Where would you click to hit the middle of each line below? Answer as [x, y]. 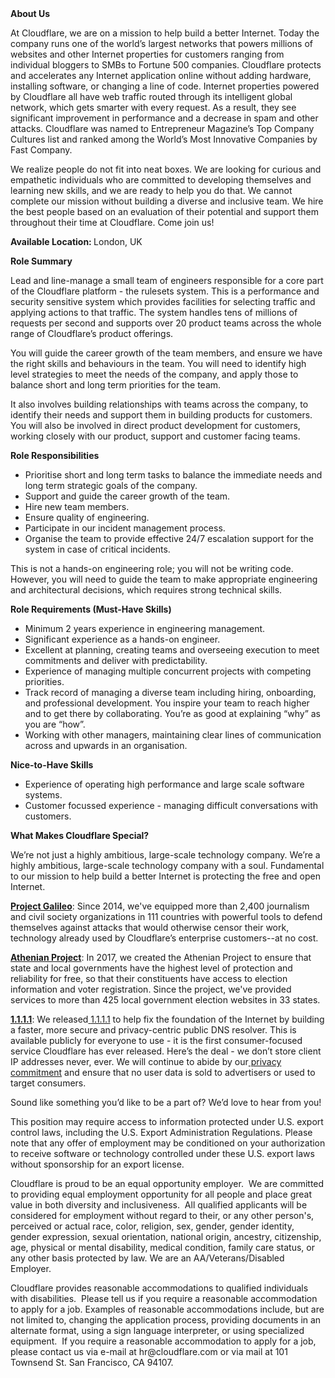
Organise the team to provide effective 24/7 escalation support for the [169, 538]
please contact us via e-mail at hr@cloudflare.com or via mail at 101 [149, 1351]
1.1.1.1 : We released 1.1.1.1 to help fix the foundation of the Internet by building [167, 1019]
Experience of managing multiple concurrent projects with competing [168, 671]
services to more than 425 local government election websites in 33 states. [165, 1000]
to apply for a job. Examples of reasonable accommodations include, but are [167, 1309]
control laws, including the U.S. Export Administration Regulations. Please [161, 1132]
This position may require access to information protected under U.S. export [167, 1121]
